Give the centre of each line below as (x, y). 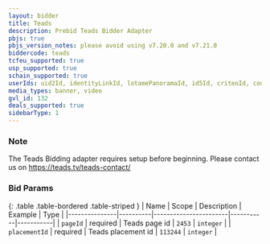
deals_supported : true (46, 105)
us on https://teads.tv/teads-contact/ (70, 167)
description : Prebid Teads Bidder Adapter (80, 31)
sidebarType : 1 (34, 114)
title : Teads (30, 23)
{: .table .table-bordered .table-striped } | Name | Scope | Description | (125, 205)
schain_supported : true (48, 76)
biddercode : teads (39, 53)
